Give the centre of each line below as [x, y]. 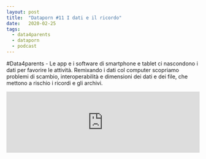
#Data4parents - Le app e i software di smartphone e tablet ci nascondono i [102, 63]
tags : [13, 29]
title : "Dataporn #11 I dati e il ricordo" [64, 18]
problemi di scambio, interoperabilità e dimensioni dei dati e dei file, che [97, 76]
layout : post [23, 12]
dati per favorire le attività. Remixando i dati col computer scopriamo [93, 70]
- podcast [24, 46]
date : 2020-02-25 [31, 23]
